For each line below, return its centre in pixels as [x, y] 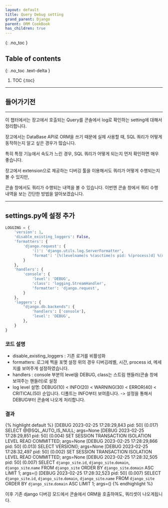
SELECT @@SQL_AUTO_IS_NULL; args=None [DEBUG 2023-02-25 [75, 431]
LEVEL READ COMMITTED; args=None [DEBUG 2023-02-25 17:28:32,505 [81, 457]
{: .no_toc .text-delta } [28, 70]
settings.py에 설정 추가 [40, 216]
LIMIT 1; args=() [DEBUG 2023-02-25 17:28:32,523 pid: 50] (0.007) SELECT [83, 473]
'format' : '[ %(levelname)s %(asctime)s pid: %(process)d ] [93, 256]
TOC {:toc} [23, 80]
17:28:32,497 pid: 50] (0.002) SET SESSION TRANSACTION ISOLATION [79, 452]
